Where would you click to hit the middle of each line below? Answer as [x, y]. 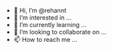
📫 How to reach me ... [45, 40]
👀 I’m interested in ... [42, 18]
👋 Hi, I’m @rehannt [40, 10]
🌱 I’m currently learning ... [50, 25]
